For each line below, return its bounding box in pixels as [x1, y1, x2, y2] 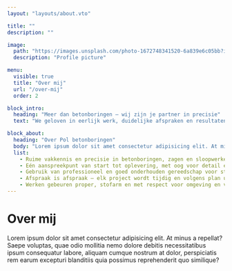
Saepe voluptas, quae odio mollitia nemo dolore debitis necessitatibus [7, 241, 206, 249]
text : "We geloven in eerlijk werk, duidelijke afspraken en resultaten [13, 118, 227, 125]
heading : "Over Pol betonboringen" [13, 137, 116, 143]
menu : [7, 67, 23, 74]
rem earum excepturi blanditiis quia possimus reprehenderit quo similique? [7, 256, 220, 264]
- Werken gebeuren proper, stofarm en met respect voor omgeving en [19, 181, 221, 188]
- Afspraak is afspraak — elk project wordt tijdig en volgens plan [19, 175, 221, 182]
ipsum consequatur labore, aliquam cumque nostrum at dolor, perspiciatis [7, 248, 217, 257]
